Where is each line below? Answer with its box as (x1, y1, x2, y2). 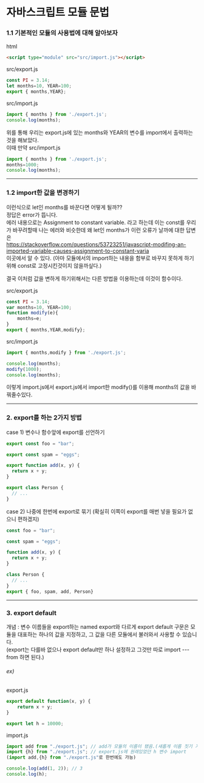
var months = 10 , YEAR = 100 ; (6, 304, 72, 310)
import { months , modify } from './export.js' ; (6, 350, 126, 356)
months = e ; (17, 316, 42, 322)
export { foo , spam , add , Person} (6, 588, 94, 595)
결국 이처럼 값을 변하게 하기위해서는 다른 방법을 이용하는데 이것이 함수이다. (6, 274, 183, 282)
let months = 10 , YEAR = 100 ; (6, 83, 72, 89)
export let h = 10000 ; (6, 720, 64, 727)
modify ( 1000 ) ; (6, 366, 42, 372)
